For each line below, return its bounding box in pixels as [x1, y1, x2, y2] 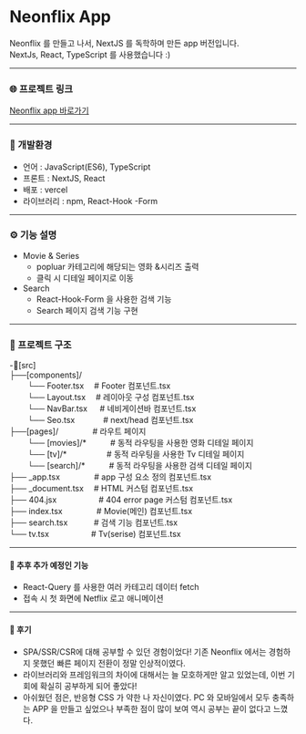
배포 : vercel [22, 184, 68, 195]
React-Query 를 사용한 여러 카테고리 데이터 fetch [22, 582, 199, 593]
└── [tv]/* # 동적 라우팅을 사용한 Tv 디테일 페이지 [26, 449, 245, 460]
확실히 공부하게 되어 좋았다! [39, 680, 138, 691]
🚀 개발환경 [9, 139, 53, 151]
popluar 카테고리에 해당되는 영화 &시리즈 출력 [36, 261, 199, 272]
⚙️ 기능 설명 [9, 229, 57, 242]
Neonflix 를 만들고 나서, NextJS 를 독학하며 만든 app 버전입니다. [9, 37, 240, 48]
